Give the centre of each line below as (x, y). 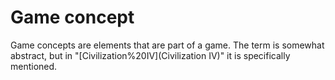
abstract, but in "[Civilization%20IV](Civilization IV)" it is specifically (150, 55)
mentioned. (34, 66)
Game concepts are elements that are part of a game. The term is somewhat (167, 45)
